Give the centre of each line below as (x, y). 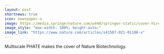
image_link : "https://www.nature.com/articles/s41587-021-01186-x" (75, 32)
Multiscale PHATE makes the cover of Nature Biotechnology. (66, 46)
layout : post (18, 10)
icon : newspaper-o (23, 19)
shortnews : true (21, 14)
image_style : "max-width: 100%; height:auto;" (53, 28)
